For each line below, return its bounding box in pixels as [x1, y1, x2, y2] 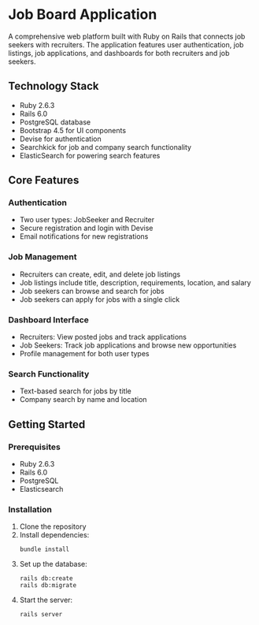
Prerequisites [8, 441, 61, 452]
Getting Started [8, 418, 86, 431]
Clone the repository [19, 522, 87, 531]
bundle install [19, 545, 70, 553]
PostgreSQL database [19, 117, 91, 127]
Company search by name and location [19, 395, 147, 404]
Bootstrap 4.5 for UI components [19, 125, 127, 135]
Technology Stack [8, 80, 99, 93]
